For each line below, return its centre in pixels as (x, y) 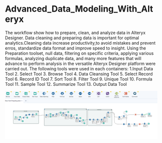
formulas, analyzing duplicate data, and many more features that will (73, 58)
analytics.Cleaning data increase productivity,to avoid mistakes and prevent (80, 43)
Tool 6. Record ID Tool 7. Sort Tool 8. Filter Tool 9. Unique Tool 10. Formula (79, 79)
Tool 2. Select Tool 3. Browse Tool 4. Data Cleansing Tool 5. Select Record (79, 74)
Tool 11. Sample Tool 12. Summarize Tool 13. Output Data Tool (66, 84)
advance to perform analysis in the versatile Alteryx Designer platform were (80, 64)
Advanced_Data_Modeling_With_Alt (79, 9)
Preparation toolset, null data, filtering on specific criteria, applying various (79, 53)
